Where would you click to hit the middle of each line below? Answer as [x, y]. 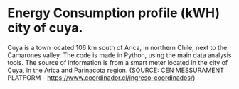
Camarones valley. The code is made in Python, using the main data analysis [119, 55]
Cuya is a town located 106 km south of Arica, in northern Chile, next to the [117, 47]
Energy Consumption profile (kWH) [114, 13]
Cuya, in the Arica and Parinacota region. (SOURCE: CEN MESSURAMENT [116, 70]
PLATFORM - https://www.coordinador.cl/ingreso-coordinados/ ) [101, 77]
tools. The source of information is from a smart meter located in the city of [118, 62]
